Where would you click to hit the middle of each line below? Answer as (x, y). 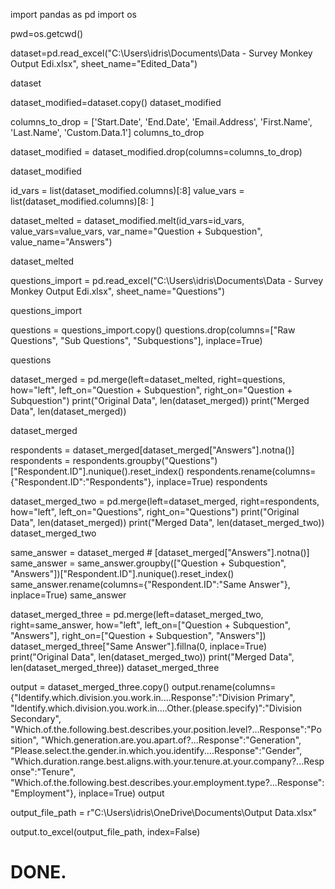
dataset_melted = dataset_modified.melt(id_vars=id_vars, (127, 220)
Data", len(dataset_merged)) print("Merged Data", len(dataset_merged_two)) (167, 522)
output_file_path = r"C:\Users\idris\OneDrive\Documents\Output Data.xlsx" (164, 812)
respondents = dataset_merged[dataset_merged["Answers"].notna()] (152, 450)
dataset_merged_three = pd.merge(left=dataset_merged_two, (137, 614)
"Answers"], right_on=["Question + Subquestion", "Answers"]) (138, 635)
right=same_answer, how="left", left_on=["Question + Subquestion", (151, 625)
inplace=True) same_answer (68, 595)
